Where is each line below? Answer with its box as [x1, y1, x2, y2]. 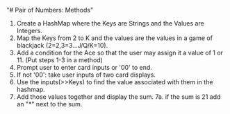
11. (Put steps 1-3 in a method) [16, 56, 104, 64]
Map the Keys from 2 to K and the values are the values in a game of [16, 34, 213, 42]
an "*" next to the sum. [16, 100, 83, 108]
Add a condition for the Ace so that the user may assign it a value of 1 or [16, 48, 224, 57]
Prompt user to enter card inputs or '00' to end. [16, 64, 152, 71]
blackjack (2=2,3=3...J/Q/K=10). [16, 41, 108, 49]
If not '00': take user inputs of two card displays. [16, 70, 156, 79]
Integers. [16, 27, 42, 35]
